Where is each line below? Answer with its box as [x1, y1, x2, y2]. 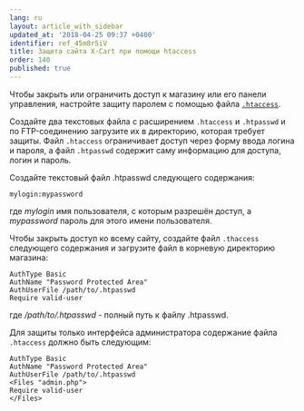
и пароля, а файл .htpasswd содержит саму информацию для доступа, [9, 144, 281, 155]
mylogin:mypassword [9, 190, 83, 199]
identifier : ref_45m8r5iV [9, 38, 107, 48]
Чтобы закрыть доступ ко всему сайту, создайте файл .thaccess [9, 232, 260, 243]
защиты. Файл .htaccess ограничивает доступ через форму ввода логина [9, 135, 295, 146]
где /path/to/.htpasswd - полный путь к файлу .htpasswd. [9, 309, 229, 320]
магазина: [9, 251, 48, 263]
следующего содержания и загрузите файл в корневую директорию [9, 242, 275, 253]
